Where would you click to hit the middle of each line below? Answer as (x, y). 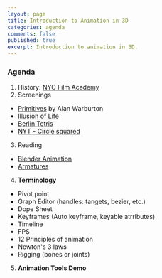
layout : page (27, 14)
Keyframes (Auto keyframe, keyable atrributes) (86, 217)
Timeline (30, 224)
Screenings (34, 95)
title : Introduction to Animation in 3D (68, 21)
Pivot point (33, 194)
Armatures (33, 166)
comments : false (31, 34)
